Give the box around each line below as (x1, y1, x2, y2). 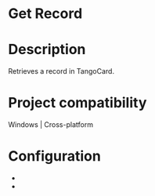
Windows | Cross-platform (8, 120, 94, 129)
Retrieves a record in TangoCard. (8, 67, 115, 76)
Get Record (8, 5, 83, 23)
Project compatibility (8, 94, 147, 112)
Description (8, 41, 86, 59)
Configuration (8, 147, 102, 165)
